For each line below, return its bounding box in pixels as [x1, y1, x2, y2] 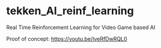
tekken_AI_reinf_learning [6, 4, 134, 18]
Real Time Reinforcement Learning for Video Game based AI [6, 24, 156, 31]
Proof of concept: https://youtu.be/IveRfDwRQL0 [6, 35, 127, 42]
